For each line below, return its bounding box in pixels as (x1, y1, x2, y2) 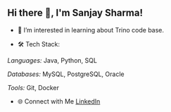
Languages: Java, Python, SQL (7, 56, 97, 64)
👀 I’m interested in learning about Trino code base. (17, 25, 164, 34)
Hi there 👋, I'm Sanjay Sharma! (7, 7, 143, 19)
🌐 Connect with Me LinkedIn (17, 97, 101, 106)
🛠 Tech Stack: (17, 39, 61, 48)
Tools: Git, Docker (7, 83, 60, 92)
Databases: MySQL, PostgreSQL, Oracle (7, 70, 125, 78)
